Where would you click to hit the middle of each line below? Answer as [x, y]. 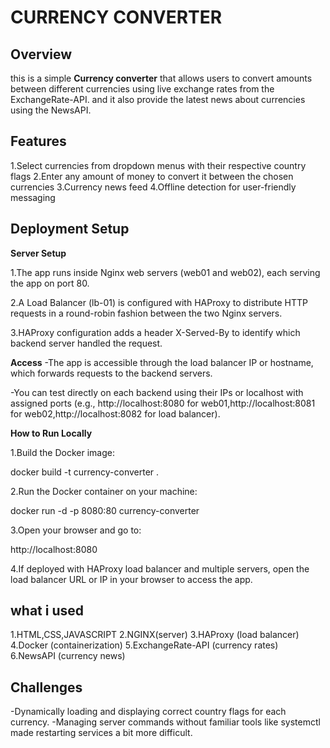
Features [38, 141]
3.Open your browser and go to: [76, 530]
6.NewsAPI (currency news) [68, 656]
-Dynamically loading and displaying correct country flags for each [148, 712]
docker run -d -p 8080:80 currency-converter [105, 510]
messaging [33, 197]
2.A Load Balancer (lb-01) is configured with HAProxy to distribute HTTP [159, 302]
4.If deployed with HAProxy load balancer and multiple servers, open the [160, 568]
